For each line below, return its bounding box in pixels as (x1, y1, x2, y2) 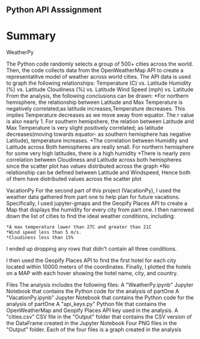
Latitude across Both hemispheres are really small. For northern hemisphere (6, 144, 194, 151)
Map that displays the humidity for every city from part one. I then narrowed (6, 206, 194, 213)
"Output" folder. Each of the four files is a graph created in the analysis (6, 326, 182, 333)
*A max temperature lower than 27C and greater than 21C (6, 224, 152, 230)
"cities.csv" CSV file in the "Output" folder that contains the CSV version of (6, 313, 192, 320)
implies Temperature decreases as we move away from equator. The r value (6, 111, 194, 119)
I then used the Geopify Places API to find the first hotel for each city (6, 257, 177, 264)
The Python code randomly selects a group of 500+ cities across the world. (6, 60, 193, 68)
